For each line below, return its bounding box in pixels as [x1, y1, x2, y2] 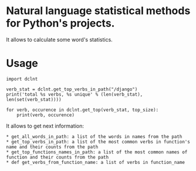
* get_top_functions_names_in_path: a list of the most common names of [6, 149, 188, 155]
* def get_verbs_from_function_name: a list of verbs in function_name [6, 159, 185, 165]
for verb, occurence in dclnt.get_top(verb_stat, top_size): [6, 107, 159, 113]
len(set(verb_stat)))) [6, 96, 62, 102]
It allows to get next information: [6, 122, 84, 129]
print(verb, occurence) [16, 112, 75, 118]
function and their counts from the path [6, 154, 109, 160]
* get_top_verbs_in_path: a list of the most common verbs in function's [6, 139, 191, 145]
